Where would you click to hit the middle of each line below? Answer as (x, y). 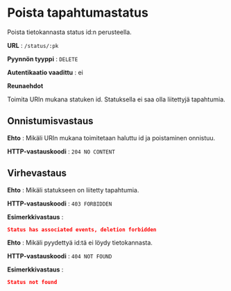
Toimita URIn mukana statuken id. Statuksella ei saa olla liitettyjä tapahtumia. (116, 99)
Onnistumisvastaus (50, 121)
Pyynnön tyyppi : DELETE (43, 59)
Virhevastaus (37, 173)
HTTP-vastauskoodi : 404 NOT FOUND (60, 256)
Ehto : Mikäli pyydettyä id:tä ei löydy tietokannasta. (80, 243)
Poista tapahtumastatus (78, 13)
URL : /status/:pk (33, 45)
